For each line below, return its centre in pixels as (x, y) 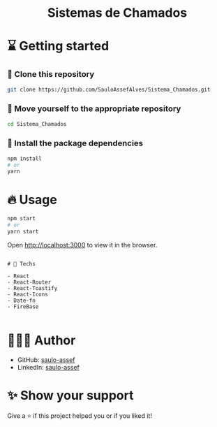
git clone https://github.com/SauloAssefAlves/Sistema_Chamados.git (109, 89)
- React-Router (29, 282)
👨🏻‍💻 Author (42, 341)
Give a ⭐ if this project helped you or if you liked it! (80, 415)
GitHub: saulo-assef (46, 360)
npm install (24, 159)
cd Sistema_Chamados (37, 124)
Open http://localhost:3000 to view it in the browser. (82, 245)
